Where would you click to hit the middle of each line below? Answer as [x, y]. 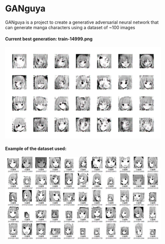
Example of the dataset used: [36, 148]
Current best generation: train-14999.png [49, 39]
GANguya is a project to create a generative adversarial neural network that [82, 22]
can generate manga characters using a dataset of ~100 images [70, 27]
